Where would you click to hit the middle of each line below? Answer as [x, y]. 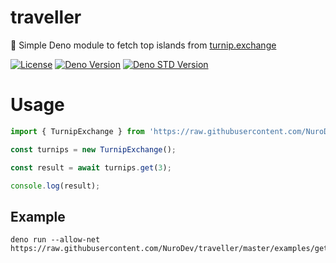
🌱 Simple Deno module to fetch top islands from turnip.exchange [143, 45]
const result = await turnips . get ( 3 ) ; [91, 167]
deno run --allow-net [55, 240]
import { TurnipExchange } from [77, 131]
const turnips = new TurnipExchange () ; [93, 149]
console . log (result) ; [55, 186]
